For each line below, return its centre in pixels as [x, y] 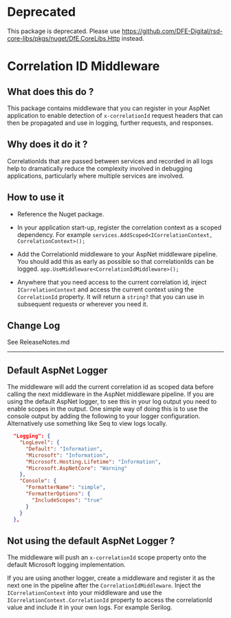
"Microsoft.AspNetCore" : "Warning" [76, 468]
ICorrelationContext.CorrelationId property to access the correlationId [110, 600]
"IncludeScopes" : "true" [67, 500]
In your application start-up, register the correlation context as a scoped [119, 227]
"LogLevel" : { [40, 443]
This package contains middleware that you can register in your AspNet [109, 108]
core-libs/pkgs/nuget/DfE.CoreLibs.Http [64, 38]
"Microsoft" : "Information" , [67, 455]
